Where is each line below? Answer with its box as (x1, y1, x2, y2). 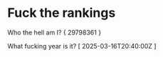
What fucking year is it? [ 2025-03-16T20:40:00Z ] (7, 42, 157, 50)
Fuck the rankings (7, 5, 116, 21)
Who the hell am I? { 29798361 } (7, 28, 102, 37)
